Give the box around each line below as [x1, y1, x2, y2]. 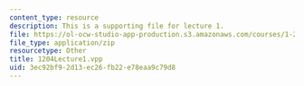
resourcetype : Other [9, 47, 88, 56]
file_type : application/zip [9, 38, 116, 47]
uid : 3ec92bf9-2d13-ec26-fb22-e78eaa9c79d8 [9, 64, 176, 73]
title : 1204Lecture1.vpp [9, 55, 103, 64]
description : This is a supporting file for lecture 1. [9, 21, 224, 30]
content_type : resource [9, 13, 100, 22]
